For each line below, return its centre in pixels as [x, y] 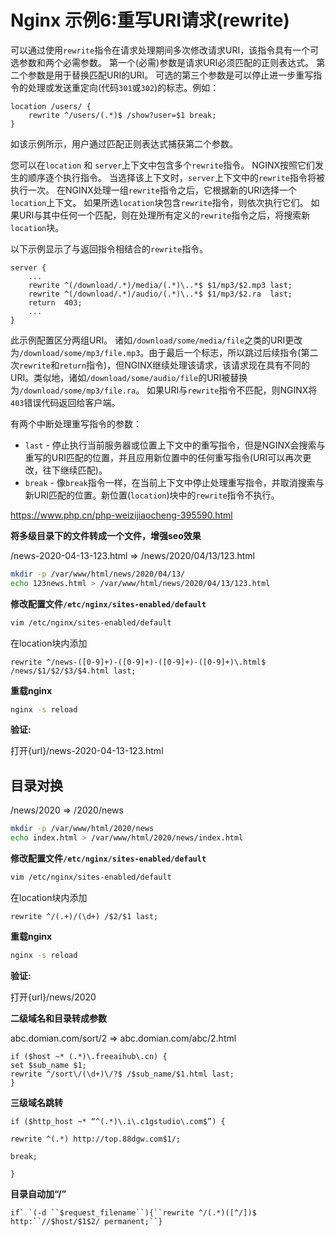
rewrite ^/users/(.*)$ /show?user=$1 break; [122, 115]
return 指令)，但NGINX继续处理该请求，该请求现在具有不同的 [185, 365]
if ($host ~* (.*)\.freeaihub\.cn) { [89, 1056]
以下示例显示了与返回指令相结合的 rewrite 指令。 [109, 248]
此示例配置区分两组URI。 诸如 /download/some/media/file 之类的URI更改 [156, 340]
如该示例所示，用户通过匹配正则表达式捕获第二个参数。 [124, 143]
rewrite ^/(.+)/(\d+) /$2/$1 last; [84, 916]
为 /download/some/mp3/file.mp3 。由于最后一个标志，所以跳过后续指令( [156, 352]
